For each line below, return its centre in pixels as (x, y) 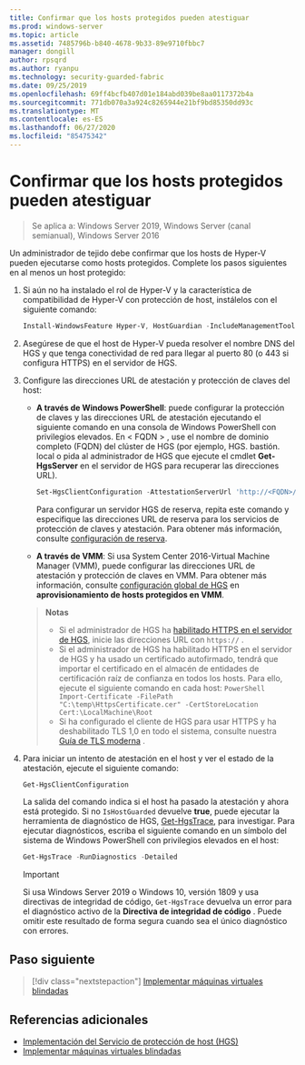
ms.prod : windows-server (56, 26)
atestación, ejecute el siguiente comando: (101, 768)
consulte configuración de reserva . (102, 538)
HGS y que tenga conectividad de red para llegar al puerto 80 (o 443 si (155, 353)
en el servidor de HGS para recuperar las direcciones (180, 466)
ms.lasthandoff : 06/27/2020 (63, 128)
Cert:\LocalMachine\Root (106, 712)
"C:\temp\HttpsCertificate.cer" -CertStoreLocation (158, 704)
